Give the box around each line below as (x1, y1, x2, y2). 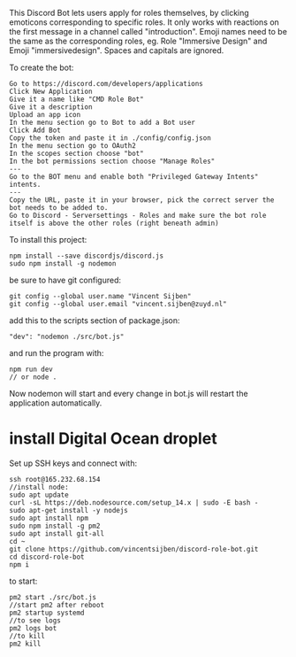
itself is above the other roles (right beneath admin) (9, 219, 219, 228)
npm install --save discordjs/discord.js (9, 251, 164, 260)
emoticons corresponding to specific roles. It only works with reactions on (9, 17, 280, 27)
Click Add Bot (9, 126, 62, 135)
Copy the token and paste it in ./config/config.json (9, 134, 212, 143)
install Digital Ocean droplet (9, 429, 218, 449)
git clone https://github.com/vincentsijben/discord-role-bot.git (9, 545, 259, 553)
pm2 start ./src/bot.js (9, 592, 97, 601)
